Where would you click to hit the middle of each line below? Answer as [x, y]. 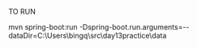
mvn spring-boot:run [43, 27]
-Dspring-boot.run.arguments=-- [134, 27]
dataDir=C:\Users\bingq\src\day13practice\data [88, 36]
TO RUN [22, 12]
